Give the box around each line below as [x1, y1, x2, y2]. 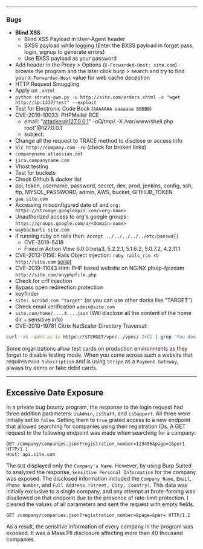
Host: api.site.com [6, 451, 56, 457]
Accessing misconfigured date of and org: [14, 201, 121, 209]
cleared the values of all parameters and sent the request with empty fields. [6, 500, 195, 508]
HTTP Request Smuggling [14, 80, 80, 88]
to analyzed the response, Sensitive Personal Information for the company [6, 468, 196, 475]
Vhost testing [14, 163, 48, 170]
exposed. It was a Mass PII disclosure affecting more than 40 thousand [6, 529, 183, 536]
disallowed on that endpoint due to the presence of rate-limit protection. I [6, 494, 189, 501]
